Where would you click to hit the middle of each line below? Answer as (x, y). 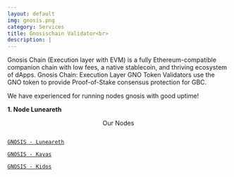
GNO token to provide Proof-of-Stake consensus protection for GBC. (107, 82)
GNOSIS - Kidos (30, 167)
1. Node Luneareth (35, 110)
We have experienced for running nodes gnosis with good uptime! (103, 96)
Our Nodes (118, 123)
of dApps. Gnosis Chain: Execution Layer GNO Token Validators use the (111, 75)
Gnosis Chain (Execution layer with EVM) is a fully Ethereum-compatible (112, 60)
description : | (30, 40)
